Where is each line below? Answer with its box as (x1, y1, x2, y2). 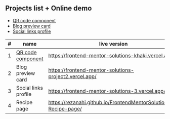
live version (99, 40, 128, 47)
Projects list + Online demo (5, 4, 92, 13)
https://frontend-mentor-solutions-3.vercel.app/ (48, 87, 166, 94)
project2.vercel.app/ (48, 73, 97, 80)
